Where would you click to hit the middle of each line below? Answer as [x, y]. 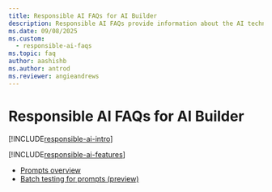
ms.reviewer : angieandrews [54, 76]
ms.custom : [27, 38]
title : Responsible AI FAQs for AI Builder [83, 16]
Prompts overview [50, 170]
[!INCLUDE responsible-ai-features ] [67, 154]
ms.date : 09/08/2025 [43, 31]
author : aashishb [38, 62]
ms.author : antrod [39, 69]
